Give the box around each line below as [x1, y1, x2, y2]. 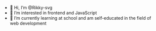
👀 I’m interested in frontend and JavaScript [9, 10, 97, 16]
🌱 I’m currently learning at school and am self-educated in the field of [9, 15, 152, 21]
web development [9, 20, 47, 26]
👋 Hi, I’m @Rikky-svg [9, 5, 53, 10]
